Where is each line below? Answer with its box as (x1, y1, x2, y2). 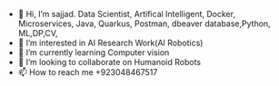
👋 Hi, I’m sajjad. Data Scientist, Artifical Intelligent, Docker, (17, 9, 236, 19)
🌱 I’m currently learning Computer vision (17, 47, 170, 58)
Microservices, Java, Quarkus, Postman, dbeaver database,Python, (17, 18, 271, 29)
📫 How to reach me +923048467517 (17, 67, 158, 77)
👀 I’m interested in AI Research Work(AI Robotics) (17, 37, 204, 48)
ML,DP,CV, (17, 28, 58, 38)
